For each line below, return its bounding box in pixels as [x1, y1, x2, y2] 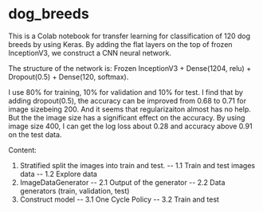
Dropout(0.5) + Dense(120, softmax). [8, 72, 129, 81]
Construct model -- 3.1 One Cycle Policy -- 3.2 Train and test [19, 194, 219, 204]
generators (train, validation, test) [19, 186, 130, 195]
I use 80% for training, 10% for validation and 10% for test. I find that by [8, 87, 243, 96]
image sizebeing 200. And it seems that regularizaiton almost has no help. [8, 104, 251, 114]
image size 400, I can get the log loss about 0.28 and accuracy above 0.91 [8, 121, 253, 131]
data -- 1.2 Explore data [19, 169, 98, 179]
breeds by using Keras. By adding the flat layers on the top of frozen [8, 39, 233, 49]
